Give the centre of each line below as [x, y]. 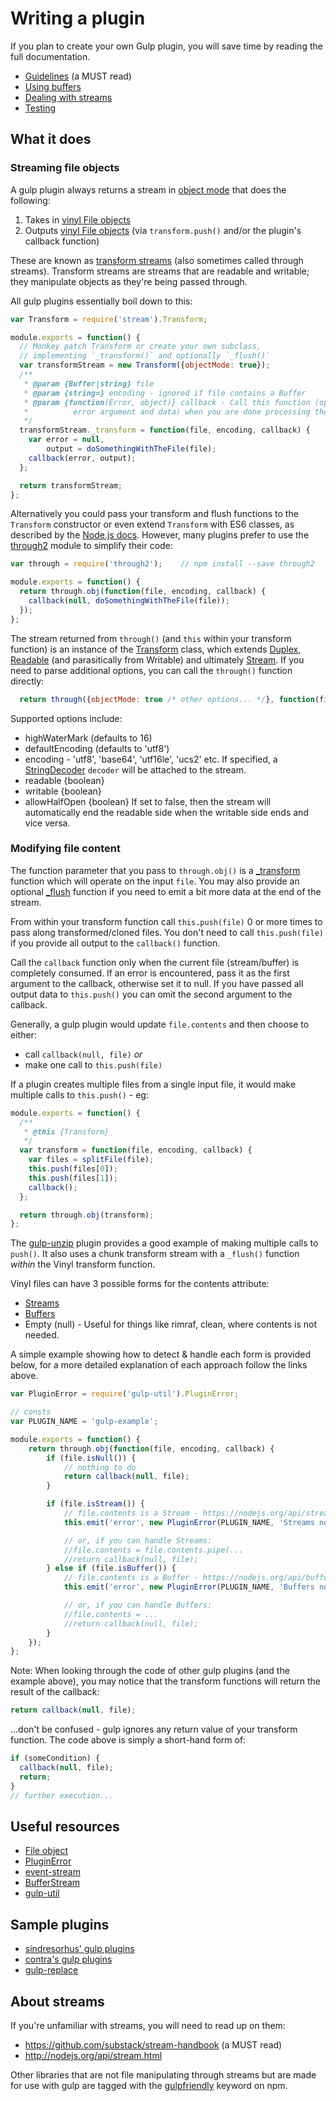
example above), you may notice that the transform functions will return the [166, 1681]
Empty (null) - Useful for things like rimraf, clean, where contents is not [171, 1324]
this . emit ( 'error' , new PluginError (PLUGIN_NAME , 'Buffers [189, 1587]
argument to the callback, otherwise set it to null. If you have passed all [157, 983]
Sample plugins [60, 1924]
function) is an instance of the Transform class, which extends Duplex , [156, 649]
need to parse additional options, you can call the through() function [151, 670]
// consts [31, 1412]
